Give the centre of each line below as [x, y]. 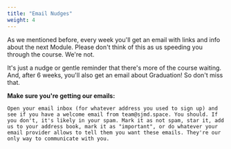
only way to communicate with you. [58, 139]
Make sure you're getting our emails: [61, 96]
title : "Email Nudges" [40, 13]
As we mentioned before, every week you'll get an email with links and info [114, 39]
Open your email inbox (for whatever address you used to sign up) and [112, 108]
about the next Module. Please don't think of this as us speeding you [105, 47]
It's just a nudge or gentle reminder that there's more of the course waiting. [114, 68]
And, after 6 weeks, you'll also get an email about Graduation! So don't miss [115, 75]
